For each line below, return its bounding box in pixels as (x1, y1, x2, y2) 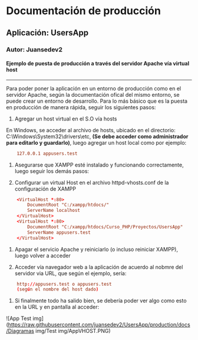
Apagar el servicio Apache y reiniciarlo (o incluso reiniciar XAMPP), (14, 246, 179, 253)
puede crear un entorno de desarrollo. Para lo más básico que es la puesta (6, 97, 187, 104)
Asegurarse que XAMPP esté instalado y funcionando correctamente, (14, 161, 184, 168)
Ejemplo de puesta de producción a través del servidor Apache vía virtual (6, 60, 190, 67)
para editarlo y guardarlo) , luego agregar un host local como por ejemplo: (6, 139, 187, 146)
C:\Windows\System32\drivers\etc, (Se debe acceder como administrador (6, 133, 189, 140)
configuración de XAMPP (14, 185, 77, 192)
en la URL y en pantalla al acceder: (14, 303, 99, 310)
